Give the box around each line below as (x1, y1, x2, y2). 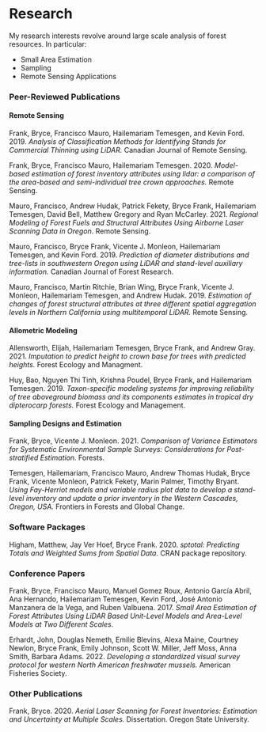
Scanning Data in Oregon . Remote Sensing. (9, 226, 151, 236)
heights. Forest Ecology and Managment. (9, 360, 143, 370)
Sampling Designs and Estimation (9, 419, 122, 428)
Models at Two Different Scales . (9, 620, 114, 629)
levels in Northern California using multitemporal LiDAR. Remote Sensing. (9, 308, 249, 317)
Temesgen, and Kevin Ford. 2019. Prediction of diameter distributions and (9, 250, 249, 260)
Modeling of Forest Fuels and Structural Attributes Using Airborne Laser (9, 218, 244, 228)
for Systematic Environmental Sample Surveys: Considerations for (9, 445, 226, 454)
